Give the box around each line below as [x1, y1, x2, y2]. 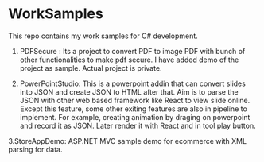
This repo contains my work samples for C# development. [8, 31, 199, 40]
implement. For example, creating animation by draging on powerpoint [19, 112, 250, 121]
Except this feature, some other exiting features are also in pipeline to [19, 104, 248, 114]
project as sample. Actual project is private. [19, 63, 162, 72]
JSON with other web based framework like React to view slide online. [19, 95, 250, 105]
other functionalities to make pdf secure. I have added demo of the [19, 55, 239, 64]
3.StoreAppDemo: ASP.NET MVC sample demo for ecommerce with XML [8, 136, 247, 145]
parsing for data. [8, 145, 63, 154]
